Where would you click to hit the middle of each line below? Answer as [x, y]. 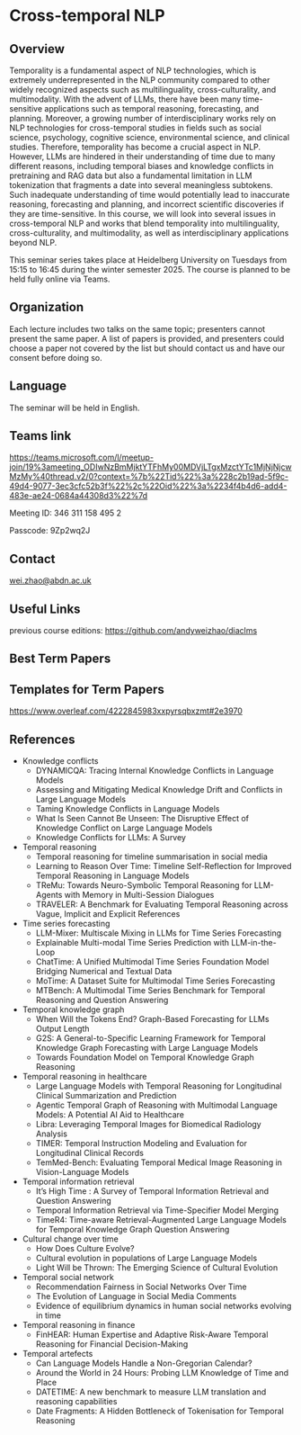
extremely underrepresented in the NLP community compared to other [140, 80]
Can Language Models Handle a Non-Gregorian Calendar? [144, 1363]
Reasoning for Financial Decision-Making [112, 1344]
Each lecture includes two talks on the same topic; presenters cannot [137, 328]
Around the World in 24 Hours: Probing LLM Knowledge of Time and [162, 1373]
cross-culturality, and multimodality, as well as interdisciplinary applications [149, 233]
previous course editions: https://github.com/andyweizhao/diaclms [133, 631]
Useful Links [45, 609]
